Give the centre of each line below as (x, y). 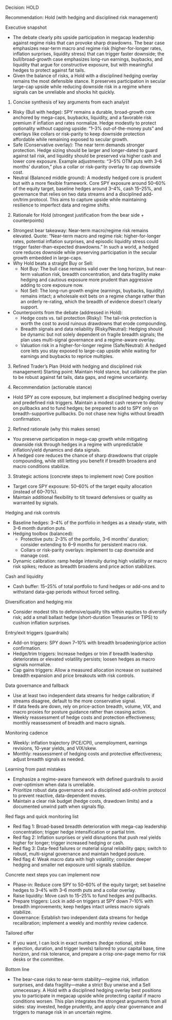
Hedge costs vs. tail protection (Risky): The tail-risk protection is (89, 318)
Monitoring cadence (27, 733)
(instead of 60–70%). (35, 492)
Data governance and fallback (37, 685)
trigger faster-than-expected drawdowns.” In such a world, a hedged (86, 247)
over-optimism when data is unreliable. (54, 784)
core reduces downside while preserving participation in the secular (85, 252)
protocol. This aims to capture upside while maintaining (88, 200)
